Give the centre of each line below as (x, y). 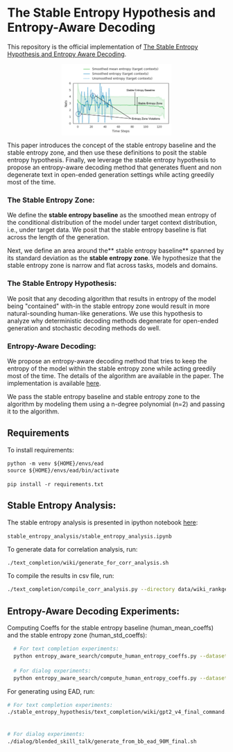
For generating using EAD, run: (51, 691)
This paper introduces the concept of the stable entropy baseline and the (112, 145)
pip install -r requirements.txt (55, 484)
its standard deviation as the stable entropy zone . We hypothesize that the (114, 258)
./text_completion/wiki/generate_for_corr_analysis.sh (88, 563)
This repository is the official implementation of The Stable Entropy (103, 46)
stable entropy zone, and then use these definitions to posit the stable (107, 153)
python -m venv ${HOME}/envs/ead (55, 463)
